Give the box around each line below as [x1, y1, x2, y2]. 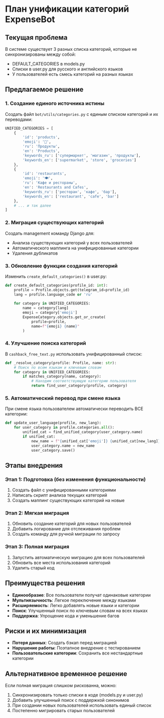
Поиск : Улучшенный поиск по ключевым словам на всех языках [12, 608, 148, 613]
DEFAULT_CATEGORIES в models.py [12, 61, 85, 66]
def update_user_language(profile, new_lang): [5, 420, 102, 426]
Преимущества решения [5, 579, 85, 587]
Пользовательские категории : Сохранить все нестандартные [12, 650, 143, 656]
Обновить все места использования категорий [12, 560, 111, 566]
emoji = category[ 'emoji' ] [22, 310, 78, 315]
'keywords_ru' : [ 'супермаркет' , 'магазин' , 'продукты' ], [22, 153, 141, 158]
